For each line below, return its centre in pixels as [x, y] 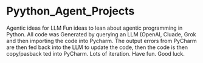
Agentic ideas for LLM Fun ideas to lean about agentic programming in [95, 28]
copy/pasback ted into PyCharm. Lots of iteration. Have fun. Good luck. [96, 53]
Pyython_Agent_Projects [71, 11]
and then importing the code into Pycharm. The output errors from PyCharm [102, 41]
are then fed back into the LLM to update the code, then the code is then [97, 47]
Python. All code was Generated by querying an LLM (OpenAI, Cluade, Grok [101, 34]
